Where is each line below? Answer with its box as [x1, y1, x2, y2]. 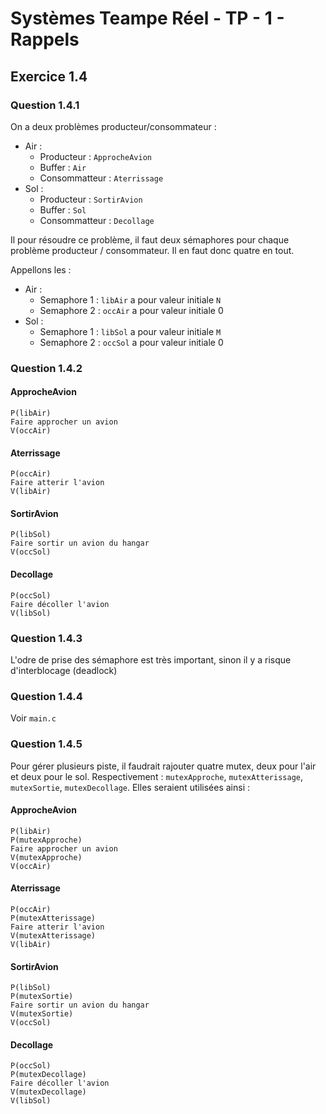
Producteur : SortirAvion [39, 193, 143, 205]
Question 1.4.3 [10, 631, 83, 645]
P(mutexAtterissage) [10, 913, 97, 923]
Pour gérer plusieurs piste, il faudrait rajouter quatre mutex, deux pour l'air [10, 760, 317, 772]
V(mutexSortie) [10, 1009, 74, 1019]
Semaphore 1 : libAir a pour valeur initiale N [39, 293, 222, 306]
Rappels [10, 28, 80, 51]
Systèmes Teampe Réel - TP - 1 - [10, 7, 285, 30]
